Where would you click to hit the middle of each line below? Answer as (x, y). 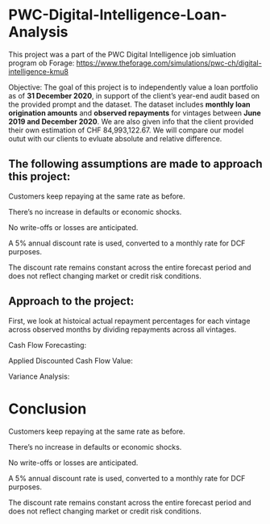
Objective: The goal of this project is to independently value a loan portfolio (133, 87)
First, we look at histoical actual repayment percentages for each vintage (129, 321)
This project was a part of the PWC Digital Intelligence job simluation (122, 54)
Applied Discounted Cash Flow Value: (71, 360)
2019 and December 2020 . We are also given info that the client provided (131, 121)
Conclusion (48, 409)
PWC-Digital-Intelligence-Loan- (118, 15)
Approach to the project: (71, 302)
